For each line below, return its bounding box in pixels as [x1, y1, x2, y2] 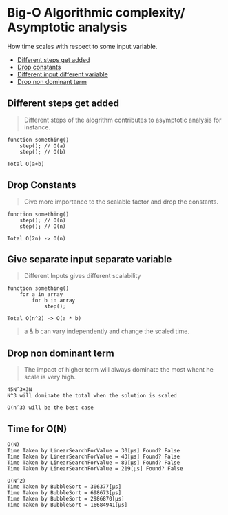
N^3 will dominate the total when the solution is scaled [7, 392, 177, 399]
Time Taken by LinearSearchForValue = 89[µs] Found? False [7, 459, 180, 466]
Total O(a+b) [7, 160, 45, 167]
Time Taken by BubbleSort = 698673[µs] [7, 490, 122, 496]
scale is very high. [23, 373, 76, 381]
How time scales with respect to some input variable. [7, 42, 158, 50]
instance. [23, 123, 50, 132]
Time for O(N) [7, 423, 68, 434]
